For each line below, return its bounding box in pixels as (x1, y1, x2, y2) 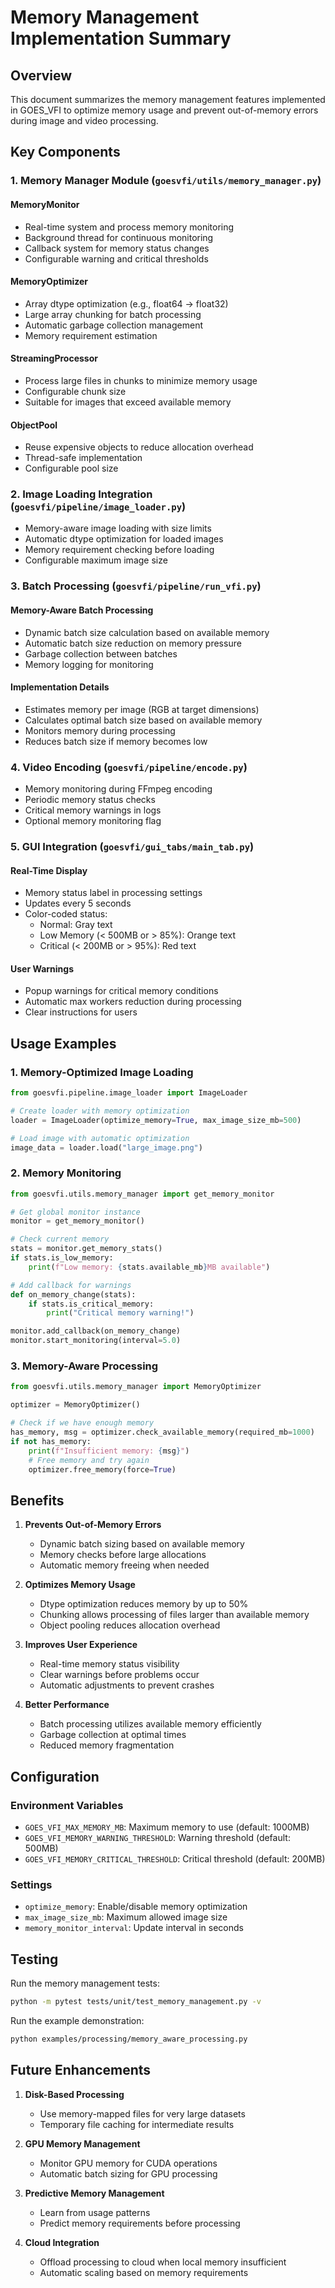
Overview (10, 67, 73, 84)
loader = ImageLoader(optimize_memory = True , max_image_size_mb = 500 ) (10, 1115, 302, 1125)
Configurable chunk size (24, 385, 127, 397)
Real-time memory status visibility (39, 1658, 180, 1670)
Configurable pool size (24, 462, 119, 475)
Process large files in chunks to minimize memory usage (24, 374, 258, 386)
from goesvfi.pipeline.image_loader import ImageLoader (10, 1088, 248, 1098)
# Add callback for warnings (10, 1280, 132, 1290)
